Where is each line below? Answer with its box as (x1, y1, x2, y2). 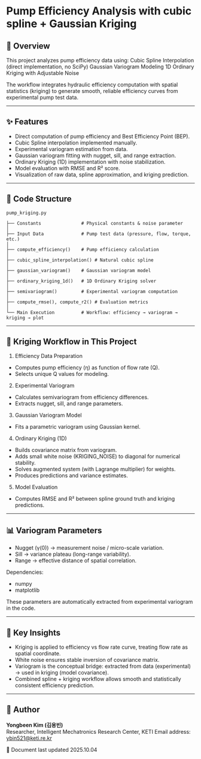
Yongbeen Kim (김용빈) (6, 721, 63, 728)
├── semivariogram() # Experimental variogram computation (6, 288, 178, 294)
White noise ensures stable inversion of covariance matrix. (14, 656, 160, 664)
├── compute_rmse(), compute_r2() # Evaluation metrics (6, 299, 148, 305)
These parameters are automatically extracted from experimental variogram (6, 598, 193, 606)
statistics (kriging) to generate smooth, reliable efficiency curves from (6, 88, 178, 94)
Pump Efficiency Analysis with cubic (6, 4, 192, 18)
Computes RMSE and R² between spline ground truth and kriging (14, 495, 175, 502)
